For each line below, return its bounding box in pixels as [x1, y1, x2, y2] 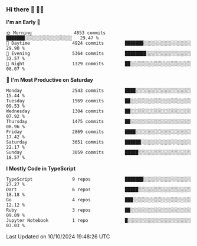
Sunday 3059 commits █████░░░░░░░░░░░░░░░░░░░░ [6, 149, 192, 155]
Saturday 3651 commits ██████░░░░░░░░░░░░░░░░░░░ [6, 139, 192, 145]
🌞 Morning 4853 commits [6, 30, 106, 36]
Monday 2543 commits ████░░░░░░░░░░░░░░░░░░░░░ [6, 88, 192, 94]
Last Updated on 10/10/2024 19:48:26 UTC [6, 233, 110, 240]
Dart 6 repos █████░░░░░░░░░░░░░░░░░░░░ [6, 187, 192, 193]
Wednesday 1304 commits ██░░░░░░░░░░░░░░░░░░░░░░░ [6, 108, 192, 114]
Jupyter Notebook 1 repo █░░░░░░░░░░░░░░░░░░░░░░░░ [6, 218, 192, 224]
